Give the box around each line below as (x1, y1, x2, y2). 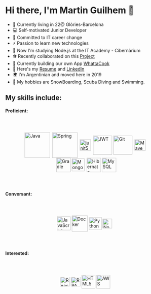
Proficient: (5, 108, 28, 114)
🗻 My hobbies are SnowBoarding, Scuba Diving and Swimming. (12, 79, 145, 85)
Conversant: (5, 190, 32, 197)
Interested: (5, 250, 29, 256)
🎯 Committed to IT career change (12, 34, 83, 40)
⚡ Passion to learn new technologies (12, 40, 89, 46)
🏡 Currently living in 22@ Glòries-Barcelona (12, 21, 104, 27)
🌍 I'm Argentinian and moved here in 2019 (12, 71, 102, 78)
